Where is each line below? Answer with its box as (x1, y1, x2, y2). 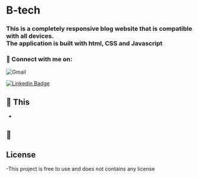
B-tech (6, 4, 41, 17)
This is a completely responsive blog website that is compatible (6, 25, 193, 33)
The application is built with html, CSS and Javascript (6, 39, 163, 48)
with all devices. (6, 32, 54, 40)
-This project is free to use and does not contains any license (6, 166, 155, 173)
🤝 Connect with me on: (6, 55, 73, 64)
